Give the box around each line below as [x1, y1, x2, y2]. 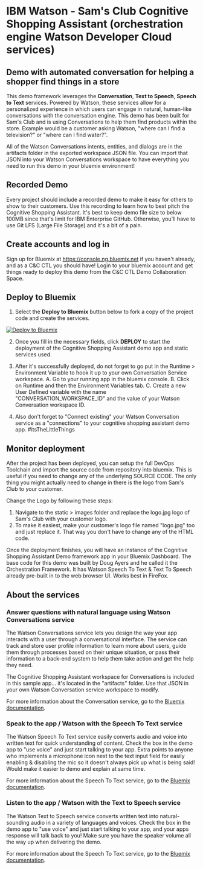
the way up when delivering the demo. [6, 838, 102, 845]
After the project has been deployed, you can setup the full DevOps [6, 459, 174, 467]
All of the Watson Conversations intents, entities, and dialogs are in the [6, 143, 182, 150]
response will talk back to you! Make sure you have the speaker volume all [6, 831, 192, 839]
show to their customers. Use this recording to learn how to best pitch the [6, 202, 190, 210]
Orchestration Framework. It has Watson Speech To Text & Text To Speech [6, 565, 192, 573]
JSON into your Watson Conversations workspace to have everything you [6, 156, 190, 163]
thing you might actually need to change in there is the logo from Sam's [6, 479, 184, 486]
